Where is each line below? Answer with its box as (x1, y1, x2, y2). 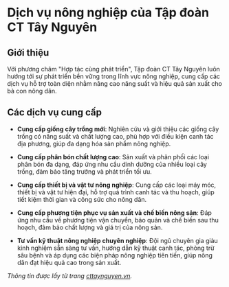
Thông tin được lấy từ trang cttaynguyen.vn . (7, 271, 133, 279)
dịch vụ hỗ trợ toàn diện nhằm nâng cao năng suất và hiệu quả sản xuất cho (7, 80, 222, 87)
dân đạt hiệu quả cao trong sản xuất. (17, 258, 122, 266)
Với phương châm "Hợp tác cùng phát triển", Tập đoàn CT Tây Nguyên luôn (7, 65, 220, 73)
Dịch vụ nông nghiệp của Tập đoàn (7, 5, 210, 21)
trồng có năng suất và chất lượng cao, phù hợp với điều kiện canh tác (17, 132, 214, 140)
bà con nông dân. (7, 87, 57, 95)
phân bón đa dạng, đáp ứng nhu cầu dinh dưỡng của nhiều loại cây (17, 160, 208, 168)
